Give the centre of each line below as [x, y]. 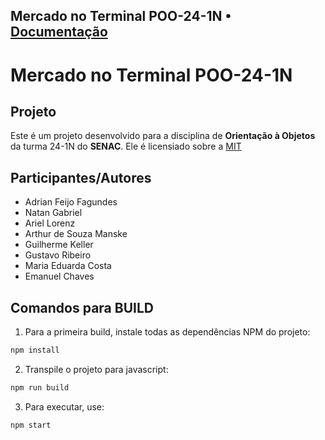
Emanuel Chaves [59, 276]
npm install [35, 350]
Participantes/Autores [81, 177]
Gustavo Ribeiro [58, 255]
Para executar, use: [64, 406]
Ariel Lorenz [50, 223]
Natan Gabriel [53, 213]
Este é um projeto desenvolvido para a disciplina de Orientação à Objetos [163, 136]
